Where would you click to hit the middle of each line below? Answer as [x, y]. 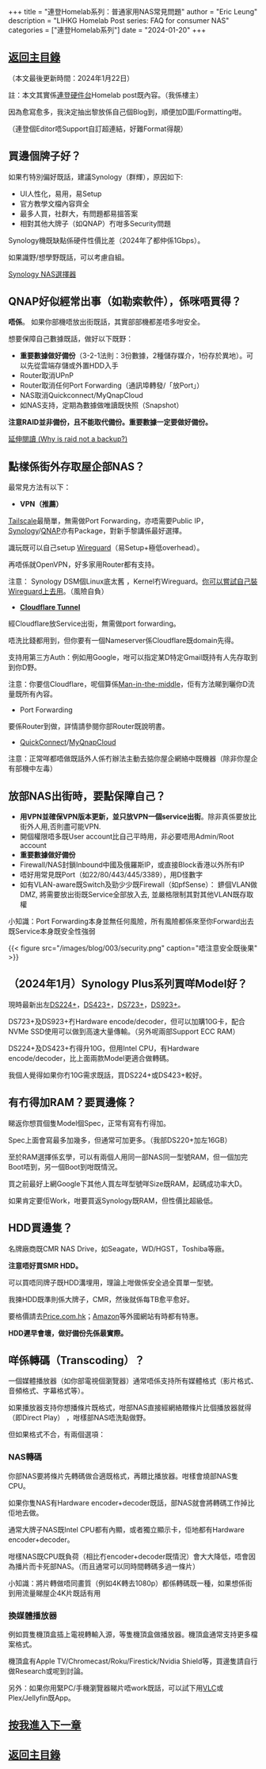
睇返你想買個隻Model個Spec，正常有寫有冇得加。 [89, 1123]
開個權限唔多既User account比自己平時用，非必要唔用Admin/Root [127, 837]
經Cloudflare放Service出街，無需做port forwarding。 [94, 624]
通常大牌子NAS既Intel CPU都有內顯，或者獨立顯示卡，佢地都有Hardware [127, 1529]
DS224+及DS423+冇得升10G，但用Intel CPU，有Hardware [104, 1048]
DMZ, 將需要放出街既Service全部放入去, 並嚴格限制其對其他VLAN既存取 [137, 895]
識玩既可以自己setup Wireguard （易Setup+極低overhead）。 [106, 548]
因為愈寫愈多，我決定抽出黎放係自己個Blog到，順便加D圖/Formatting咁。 [127, 112]
